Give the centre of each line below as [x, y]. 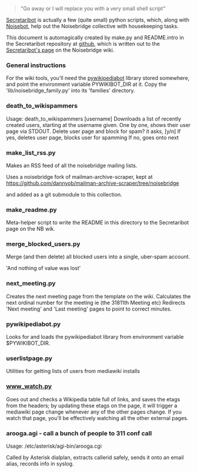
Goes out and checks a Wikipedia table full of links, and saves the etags [93, 399]
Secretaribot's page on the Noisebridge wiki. [60, 50]
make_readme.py [31, 209]
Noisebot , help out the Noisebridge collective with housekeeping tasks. [93, 26]
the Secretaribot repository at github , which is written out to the [83, 44]
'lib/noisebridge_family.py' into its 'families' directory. [71, 91]
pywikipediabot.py [34, 324]
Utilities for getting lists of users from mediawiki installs [73, 371]
